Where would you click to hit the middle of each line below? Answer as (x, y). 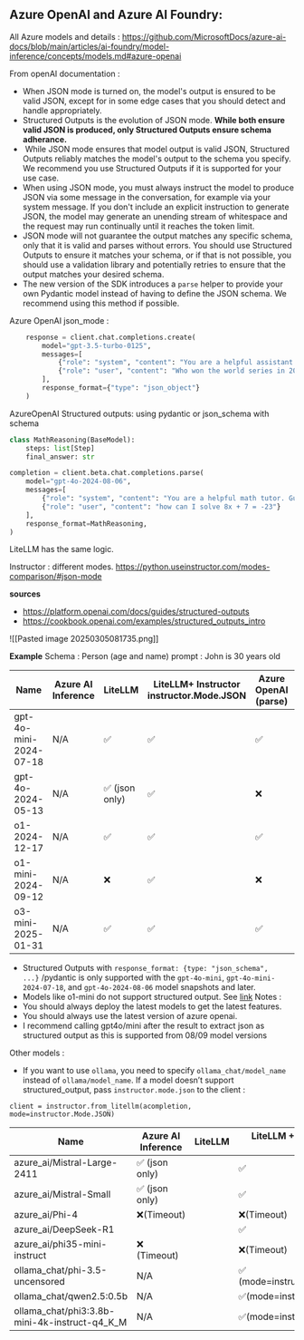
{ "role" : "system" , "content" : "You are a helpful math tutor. (163, 499)
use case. (41, 178)
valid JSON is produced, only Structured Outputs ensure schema (147, 130)
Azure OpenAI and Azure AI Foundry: (116, 15)
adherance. (45, 139)
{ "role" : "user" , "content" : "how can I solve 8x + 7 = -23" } (161, 507)
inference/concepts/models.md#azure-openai (95, 56)
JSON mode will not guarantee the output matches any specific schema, (157, 236)
